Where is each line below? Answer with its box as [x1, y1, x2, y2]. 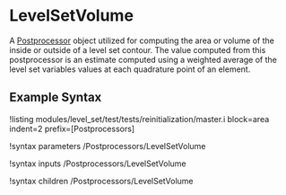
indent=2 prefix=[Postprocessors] [9, 123, 135, 134]
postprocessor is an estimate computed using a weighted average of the [9, 54, 278, 65]
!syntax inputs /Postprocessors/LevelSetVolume [9, 158, 186, 169]
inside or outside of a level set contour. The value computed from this [9, 44, 266, 55]
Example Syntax [9, 90, 102, 105]
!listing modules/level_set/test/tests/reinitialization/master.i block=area [9, 113, 270, 124]
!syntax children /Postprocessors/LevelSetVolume [9, 175, 194, 186]
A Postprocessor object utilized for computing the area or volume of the [9, 35, 275, 46]
